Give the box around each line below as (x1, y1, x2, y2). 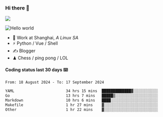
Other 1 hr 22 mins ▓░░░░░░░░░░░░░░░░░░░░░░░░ (5, 107, 158, 112)
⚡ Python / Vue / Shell (12, 40, 58, 46)
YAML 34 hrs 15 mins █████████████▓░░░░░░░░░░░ (5, 89, 158, 94)
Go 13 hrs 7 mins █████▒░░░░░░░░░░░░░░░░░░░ (5, 93, 158, 99)
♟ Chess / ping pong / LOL (12, 55, 69, 61)
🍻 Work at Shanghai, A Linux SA (12, 35, 79, 41)
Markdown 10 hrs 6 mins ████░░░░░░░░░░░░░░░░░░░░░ (5, 98, 158, 103)
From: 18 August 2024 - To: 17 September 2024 (5, 80, 104, 85)
